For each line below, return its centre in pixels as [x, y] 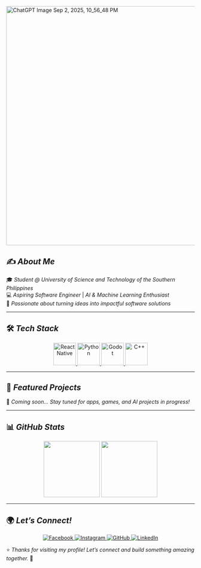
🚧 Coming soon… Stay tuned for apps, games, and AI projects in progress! [98, 402]
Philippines [20, 288]
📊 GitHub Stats [36, 427]
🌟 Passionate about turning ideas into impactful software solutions [89, 303]
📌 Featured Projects [44, 388]
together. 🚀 [20, 558]
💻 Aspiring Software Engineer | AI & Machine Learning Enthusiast [88, 295]
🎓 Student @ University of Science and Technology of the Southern [91, 279]
